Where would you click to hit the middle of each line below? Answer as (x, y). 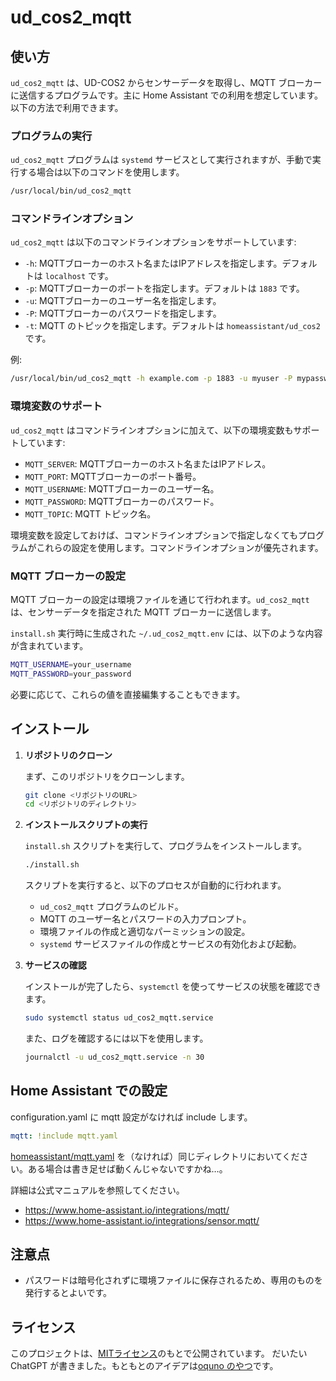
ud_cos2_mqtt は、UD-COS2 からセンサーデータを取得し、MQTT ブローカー (166, 82)
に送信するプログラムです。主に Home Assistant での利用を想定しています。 (166, 95)
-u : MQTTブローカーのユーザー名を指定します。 (123, 301)
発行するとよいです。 (68, 1293)
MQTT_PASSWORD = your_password (71, 674)
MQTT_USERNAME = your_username (71, 664)
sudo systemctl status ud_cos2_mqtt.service (119, 1018)
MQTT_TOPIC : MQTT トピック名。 (90, 513)
